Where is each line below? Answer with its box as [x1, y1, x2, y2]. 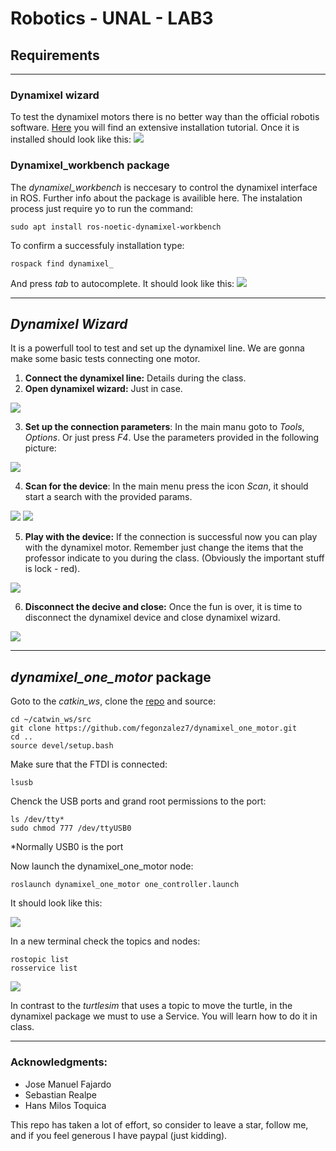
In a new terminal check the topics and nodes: [10, 935, 201, 947]
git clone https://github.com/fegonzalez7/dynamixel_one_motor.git [10, 723, 298, 734]
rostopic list [10, 955, 70, 965]
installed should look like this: [10, 133, 132, 146]
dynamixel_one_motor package [10, 668, 212, 686]
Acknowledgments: [10, 1055, 108, 1069]
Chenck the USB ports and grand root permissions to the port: [10, 795, 267, 807]
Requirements [10, 47, 100, 64]
